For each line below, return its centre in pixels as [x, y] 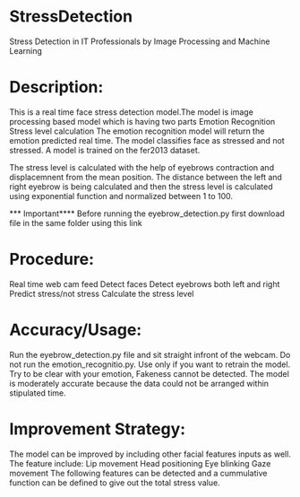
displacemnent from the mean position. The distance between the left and [146, 177]
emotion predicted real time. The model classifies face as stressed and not [147, 140]
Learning [26, 50]
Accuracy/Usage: [76, 330]
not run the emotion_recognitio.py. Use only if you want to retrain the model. [150, 364]
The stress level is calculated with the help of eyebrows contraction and [142, 167]
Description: [56, 87]
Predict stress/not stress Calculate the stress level [102, 293]
